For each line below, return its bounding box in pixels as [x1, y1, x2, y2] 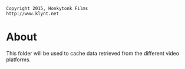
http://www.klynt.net [6, 11, 60, 17]
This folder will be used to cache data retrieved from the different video [6, 50, 180, 57]
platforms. [6, 56, 31, 63]
